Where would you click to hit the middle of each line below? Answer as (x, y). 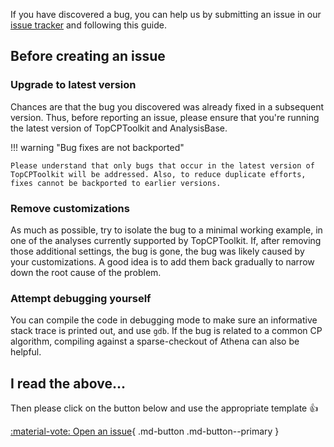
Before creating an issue (88, 56)
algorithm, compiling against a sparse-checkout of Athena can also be (155, 341)
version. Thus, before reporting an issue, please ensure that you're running (165, 117)
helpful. (26, 352)
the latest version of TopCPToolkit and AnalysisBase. (119, 128)
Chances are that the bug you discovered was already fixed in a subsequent (167, 106)
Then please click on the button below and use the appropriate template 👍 (164, 408)
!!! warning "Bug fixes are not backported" (97, 147)
